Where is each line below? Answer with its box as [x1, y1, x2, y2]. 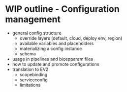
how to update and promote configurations [12, 61, 99, 67]
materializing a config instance [19, 46, 82, 51]
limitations [19, 82, 41, 88]
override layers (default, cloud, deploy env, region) [19, 35, 123, 41]
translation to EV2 [12, 66, 49, 72]
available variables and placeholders [19, 40, 94, 46]
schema [19, 50, 36, 57]
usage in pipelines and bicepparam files [12, 56, 94, 62]
